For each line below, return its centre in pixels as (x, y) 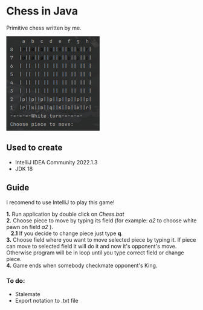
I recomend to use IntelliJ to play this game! (60, 202)
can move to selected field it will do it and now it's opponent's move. (92, 246)
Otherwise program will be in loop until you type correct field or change (95, 253)
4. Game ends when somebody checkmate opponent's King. (82, 265)
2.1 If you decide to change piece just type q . (66, 233)
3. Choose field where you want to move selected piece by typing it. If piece (101, 239)
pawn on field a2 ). (30, 227)
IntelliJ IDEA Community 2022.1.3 (56, 162)
